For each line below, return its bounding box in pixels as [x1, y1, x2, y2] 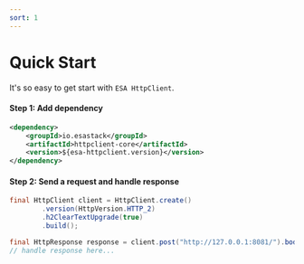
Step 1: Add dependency [9, 103, 104, 114]
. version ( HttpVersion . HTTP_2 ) [42, 204, 156, 213]
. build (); [42, 221, 79, 231]
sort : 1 [9, 13, 39, 23]
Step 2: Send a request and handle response [9, 175, 179, 186]
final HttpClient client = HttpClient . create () [9, 196, 193, 205]
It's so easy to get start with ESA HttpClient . [9, 82, 175, 93]
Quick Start [9, 52, 97, 72]
